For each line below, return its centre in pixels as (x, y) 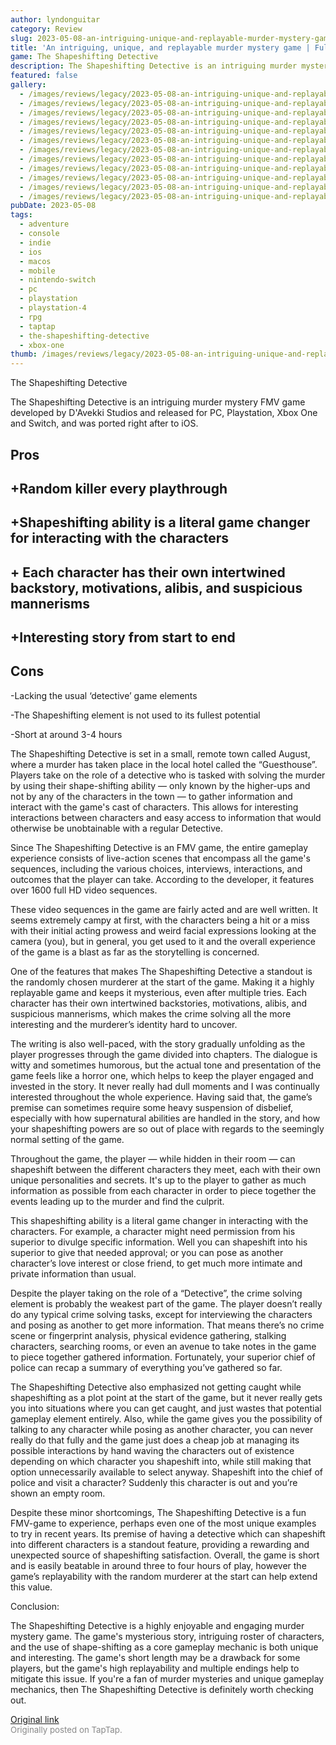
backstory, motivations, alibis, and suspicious (156, 587)
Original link (35, 1719)
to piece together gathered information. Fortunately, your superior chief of (163, 1357)
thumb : (24, 354)
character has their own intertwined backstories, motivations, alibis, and (159, 1003)
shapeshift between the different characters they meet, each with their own (165, 1169)
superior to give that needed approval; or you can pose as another (147, 1252)
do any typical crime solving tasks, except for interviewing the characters (161, 1314)
